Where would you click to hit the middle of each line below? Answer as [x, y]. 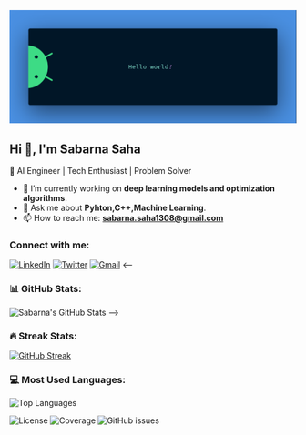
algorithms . [45, 198]
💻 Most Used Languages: [67, 379]
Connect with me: [50, 245]
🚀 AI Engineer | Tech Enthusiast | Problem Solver [101, 171]
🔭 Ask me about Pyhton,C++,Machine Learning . [114, 208]
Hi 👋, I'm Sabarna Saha [75, 149]
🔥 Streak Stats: [43, 336]
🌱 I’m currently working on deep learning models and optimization [148, 188]
